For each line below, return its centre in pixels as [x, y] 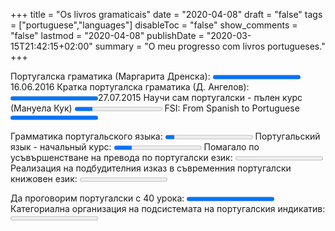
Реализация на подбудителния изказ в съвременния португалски [151, 168]
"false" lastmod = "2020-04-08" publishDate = [107, 35]
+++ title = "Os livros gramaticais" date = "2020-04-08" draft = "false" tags [166, 14]
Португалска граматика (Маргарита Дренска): [110, 76]
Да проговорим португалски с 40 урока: [97, 198]
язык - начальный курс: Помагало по [135, 147]
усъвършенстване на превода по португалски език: [121, 157]
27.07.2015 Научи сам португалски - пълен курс [200, 97]
